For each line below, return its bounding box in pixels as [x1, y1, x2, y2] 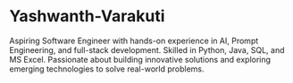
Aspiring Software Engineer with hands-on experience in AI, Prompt [9, 35, 259, 46]
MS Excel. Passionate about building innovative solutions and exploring [9, 54, 271, 64]
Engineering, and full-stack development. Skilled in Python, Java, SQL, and [9, 44, 285, 55]
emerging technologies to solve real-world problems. [9, 64, 205, 74]
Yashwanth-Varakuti [9, 6, 165, 26]
